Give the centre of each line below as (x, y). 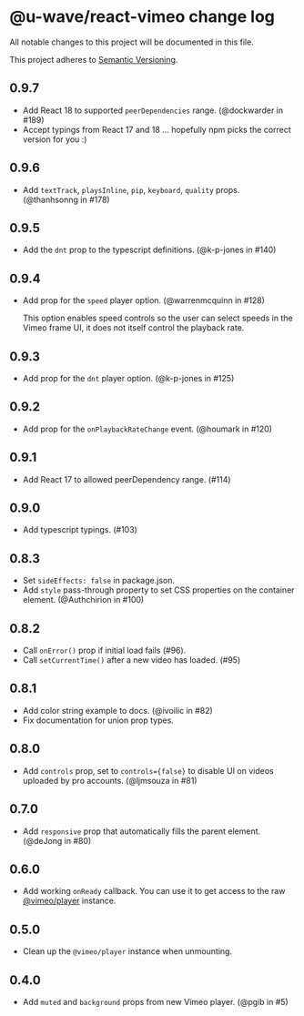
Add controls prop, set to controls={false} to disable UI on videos (148, 770)
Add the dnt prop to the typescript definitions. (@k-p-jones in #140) (149, 250)
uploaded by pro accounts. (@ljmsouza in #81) (110, 780)
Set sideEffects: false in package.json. (99, 581)
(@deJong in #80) (57, 840)
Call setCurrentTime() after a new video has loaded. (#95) (132, 660)
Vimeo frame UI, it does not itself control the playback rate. (133, 328)
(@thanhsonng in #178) (66, 199)
